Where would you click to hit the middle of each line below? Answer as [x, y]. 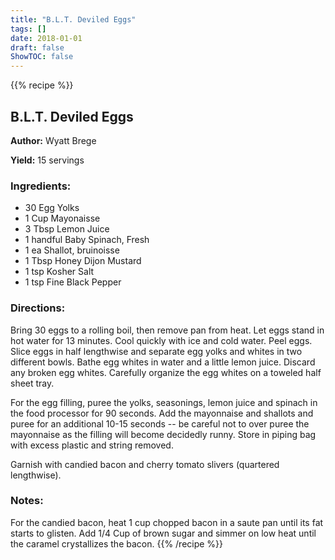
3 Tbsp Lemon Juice [67, 229]
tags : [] [28, 29]
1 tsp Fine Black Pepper [73, 282]
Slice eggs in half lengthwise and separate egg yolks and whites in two [156, 351]
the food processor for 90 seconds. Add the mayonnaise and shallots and [162, 413]
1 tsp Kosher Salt [59, 272]
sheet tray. [32, 383]
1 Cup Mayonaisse [62, 218]
